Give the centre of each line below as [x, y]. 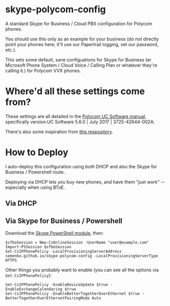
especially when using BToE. [35, 187]
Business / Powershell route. [35, 172]
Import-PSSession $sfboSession [38, 247]
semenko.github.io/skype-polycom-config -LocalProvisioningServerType [82, 256]
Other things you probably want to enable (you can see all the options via [82, 270]
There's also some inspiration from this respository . [59, 132]
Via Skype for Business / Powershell [64, 221]
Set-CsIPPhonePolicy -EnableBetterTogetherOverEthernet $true [73, 294]
